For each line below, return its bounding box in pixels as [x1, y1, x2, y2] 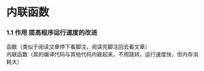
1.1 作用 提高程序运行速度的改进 [6, 28, 97, 37]
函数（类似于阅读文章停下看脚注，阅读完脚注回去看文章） [6, 43, 150, 51]
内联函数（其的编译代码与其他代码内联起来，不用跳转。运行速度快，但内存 [6, 51, 193, 58]
